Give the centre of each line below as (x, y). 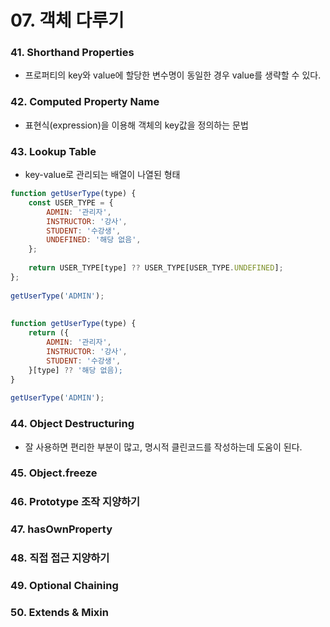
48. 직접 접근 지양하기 (60, 558)
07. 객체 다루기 (67, 20)
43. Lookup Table (53, 151)
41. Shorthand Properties (72, 53)
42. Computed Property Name (85, 102)
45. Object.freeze (54, 473)
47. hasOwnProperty (61, 529)
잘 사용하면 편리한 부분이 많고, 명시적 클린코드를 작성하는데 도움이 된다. (163, 447)
